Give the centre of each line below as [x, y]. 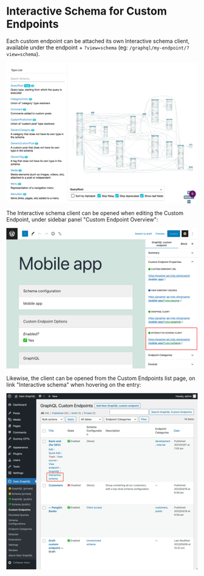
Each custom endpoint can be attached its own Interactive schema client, [98, 41]
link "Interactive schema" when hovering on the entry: [74, 385]
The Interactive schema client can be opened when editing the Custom [95, 213]
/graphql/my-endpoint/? [159, 48]
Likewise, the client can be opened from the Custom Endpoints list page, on [101, 378]
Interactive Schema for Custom [87, 11]
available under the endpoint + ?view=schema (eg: [67, 47]
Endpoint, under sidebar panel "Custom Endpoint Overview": [82, 219]
